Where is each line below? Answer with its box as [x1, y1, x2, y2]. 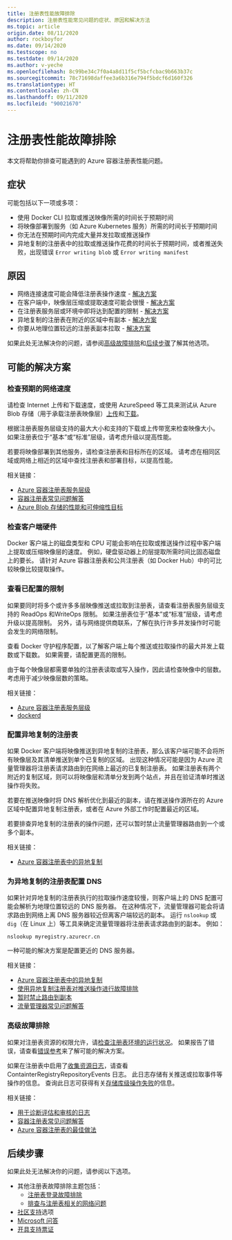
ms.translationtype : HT [7, 81, 76, 88]
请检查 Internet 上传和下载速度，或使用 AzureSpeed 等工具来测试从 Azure [7, 401, 217, 409]
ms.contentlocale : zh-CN [7, 87, 79, 94]
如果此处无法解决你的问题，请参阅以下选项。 [7, 1167, 135, 1176]
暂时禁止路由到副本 [17, 993, 72, 1002]
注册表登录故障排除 [27, 1191, 83, 1199]
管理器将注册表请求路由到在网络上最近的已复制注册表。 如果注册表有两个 [12, 764, 221, 772]
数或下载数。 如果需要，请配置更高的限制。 [7, 650, 130, 659]
